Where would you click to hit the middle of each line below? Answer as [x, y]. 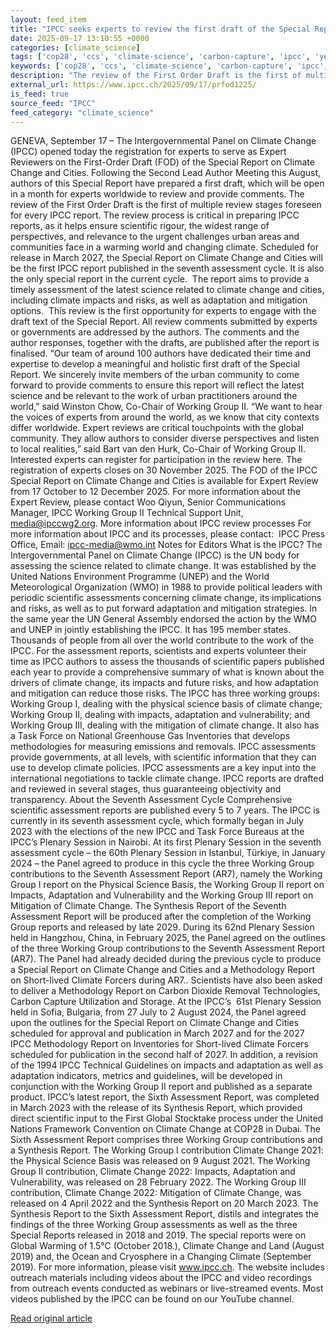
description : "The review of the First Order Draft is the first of [156, 76]
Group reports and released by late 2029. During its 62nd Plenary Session [162, 927]
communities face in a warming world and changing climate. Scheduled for [164, 247]
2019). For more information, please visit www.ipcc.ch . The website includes [167, 1267]
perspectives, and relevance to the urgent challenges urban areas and [155, 237]
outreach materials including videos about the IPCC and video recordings [161, 1278]
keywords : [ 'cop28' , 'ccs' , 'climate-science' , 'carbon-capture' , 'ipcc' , [169, 66]
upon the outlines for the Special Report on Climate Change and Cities [155, 1023]
